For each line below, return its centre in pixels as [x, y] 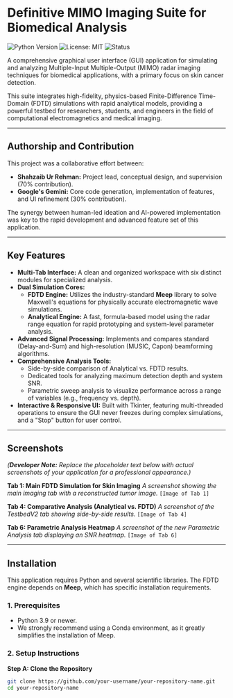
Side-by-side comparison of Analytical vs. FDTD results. [108, 368]
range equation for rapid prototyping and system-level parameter [121, 324]
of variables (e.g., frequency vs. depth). [84, 398]
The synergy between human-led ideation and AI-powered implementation [114, 212]
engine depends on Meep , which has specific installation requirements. [109, 587]
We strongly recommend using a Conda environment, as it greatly [111, 628]
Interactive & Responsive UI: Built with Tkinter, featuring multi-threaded [120, 405]
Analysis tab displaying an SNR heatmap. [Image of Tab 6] [93, 535]
